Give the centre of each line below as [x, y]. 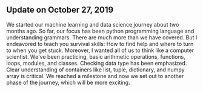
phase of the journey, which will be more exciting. [68, 82]
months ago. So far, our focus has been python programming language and [100, 31]
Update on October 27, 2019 [60, 10]
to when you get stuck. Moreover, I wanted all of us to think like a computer [100, 50]
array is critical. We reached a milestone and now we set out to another [95, 76]
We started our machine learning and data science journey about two [93, 24]
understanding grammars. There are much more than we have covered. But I [102, 37]
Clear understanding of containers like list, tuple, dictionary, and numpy [95, 70]
